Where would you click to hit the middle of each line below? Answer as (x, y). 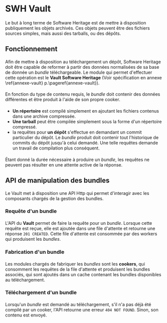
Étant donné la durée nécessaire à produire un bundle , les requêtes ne (77, 160)
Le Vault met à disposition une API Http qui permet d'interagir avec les (77, 193)
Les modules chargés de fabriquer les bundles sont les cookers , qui (75, 264)
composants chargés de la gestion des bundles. (54, 198)
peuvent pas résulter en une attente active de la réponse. (64, 164)
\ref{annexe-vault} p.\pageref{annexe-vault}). (52, 83)
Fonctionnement (31, 49)
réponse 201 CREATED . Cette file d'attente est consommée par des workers (81, 234)
